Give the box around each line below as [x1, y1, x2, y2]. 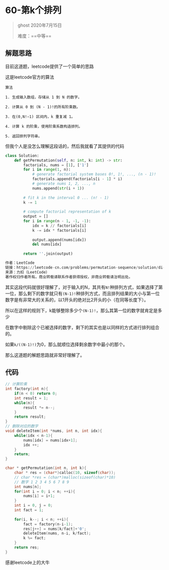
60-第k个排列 [5, 5, 62, 16]
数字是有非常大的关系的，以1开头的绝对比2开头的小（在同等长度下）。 [5, 297, 149, 303]
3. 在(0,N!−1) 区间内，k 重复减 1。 [5, 114, 75, 119]
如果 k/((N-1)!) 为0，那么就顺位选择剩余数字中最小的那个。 [5, 341, 128, 347]
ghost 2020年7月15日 [17, 22, 62, 28]
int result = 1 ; [14, 396, 49, 401]
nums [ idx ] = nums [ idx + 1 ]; [23, 438, 78, 443]
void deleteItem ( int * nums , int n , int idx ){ [5, 428, 102, 434]
